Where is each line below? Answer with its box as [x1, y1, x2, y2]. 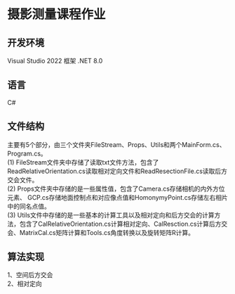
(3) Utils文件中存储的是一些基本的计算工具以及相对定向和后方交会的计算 [7, 210, 215, 219]
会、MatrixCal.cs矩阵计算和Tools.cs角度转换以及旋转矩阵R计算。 [7, 228, 195, 236]
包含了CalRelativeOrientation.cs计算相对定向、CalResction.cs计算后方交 [19, 219, 228, 228]
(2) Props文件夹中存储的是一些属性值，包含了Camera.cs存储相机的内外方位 [7, 184, 226, 193]
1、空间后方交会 [7, 271, 53, 279]
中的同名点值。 [7, 202, 51, 210]
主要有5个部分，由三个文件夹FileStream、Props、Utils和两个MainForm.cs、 [7, 140, 226, 148]
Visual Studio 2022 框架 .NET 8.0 [7, 57, 103, 65]
